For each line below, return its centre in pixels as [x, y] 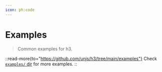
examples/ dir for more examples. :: [41, 64]
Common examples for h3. [45, 49]
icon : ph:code [20, 10]
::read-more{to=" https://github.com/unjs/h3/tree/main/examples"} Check [81, 58]
